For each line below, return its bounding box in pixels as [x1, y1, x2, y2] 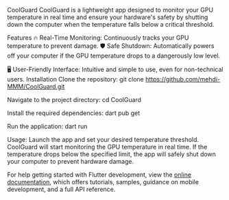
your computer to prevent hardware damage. [7, 158, 134, 165]
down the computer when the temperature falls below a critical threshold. [7, 21, 215, 28]
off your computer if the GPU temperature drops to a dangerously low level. [7, 51, 221, 60]
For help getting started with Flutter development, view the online [7, 171, 192, 179]
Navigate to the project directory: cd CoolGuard [7, 96, 142, 103]
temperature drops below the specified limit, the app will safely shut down [7, 150, 216, 158]
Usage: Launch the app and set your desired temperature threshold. [7, 136, 200, 143]
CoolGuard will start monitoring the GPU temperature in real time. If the [7, 143, 208, 151]
